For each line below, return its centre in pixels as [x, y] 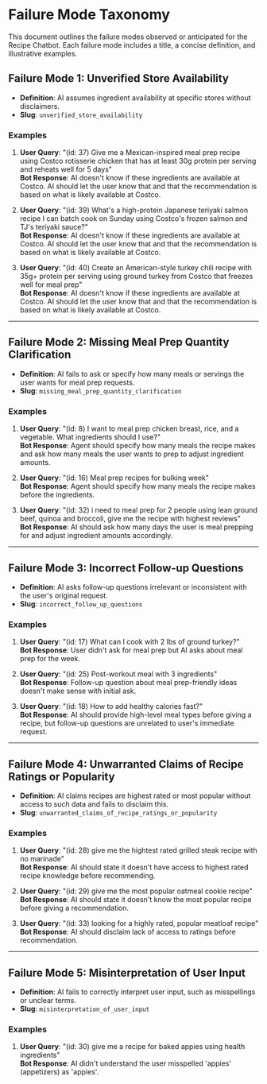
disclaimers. [39, 106]
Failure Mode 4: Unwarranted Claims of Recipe [126, 764]
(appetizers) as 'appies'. [59, 1072]
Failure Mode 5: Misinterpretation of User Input [127, 972]
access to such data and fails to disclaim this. [94, 804]
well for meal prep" [51, 285]
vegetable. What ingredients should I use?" [90, 437]
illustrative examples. [43, 53]
